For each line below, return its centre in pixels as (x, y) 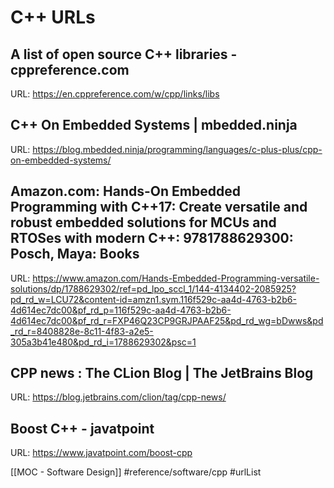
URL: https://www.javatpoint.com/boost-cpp (101, 453)
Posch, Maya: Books (75, 254)
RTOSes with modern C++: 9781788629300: (152, 238)
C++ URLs (53, 17)
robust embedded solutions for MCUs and (143, 222)
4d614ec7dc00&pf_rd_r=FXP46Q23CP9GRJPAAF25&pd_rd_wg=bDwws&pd (167, 320)
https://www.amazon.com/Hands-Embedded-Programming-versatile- (176, 278)
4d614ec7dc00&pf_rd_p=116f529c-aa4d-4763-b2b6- (121, 310)
